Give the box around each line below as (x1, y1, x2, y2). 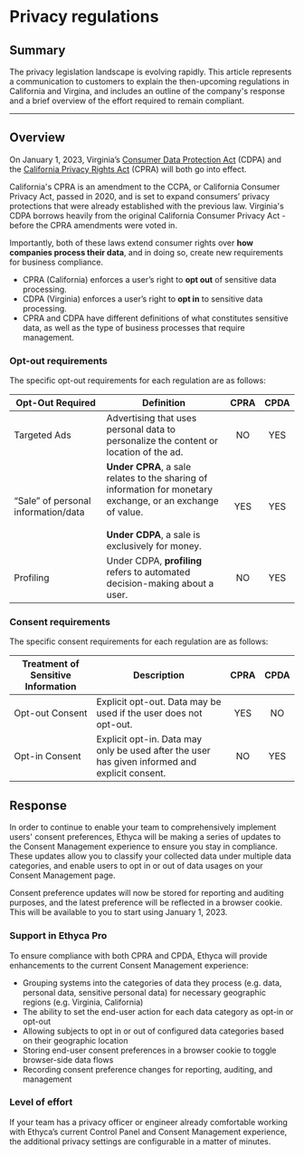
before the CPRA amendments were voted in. (9, 219, 178, 230)
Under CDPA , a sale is (106, 528, 201, 541)
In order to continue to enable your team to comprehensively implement (9, 822, 277, 833)
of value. (106, 506, 144, 518)
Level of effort (9, 1096, 73, 1109)
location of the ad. (106, 446, 184, 458)
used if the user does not (96, 707, 203, 719)
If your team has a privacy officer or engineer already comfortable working (9, 1116, 288, 1127)
